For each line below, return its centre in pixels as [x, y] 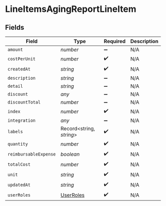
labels [15, 131]
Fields [15, 27]
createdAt [19, 69]
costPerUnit [22, 59]
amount [15, 50]
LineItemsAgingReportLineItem [71, 9]
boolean [70, 154]
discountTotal [24, 102]
